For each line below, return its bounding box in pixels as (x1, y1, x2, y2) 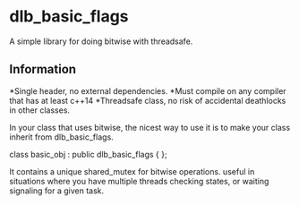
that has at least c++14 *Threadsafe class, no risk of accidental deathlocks (9, 95, 286, 106)
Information (9, 62, 77, 77)
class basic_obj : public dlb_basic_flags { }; (9, 149, 167, 159)
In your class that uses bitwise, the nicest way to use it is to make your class (9, 122, 291, 132)
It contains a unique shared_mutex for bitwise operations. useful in (9, 166, 255, 176)
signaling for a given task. (9, 185, 105, 196)
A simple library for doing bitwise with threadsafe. (9, 36, 193, 47)
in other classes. (9, 105, 70, 115)
